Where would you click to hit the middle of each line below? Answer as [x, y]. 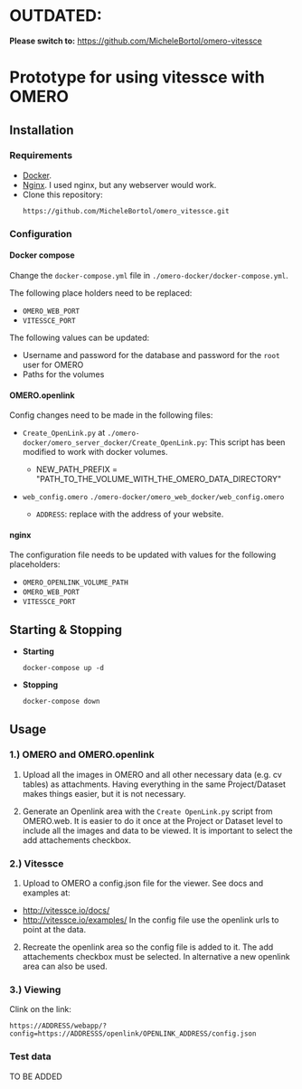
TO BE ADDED [36, 1076]
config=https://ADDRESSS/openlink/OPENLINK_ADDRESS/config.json [133, 1034]
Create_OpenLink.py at [64, 433]
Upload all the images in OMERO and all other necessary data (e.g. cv [152, 774]
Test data [30, 1056]
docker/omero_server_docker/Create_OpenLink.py [113, 443]
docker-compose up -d [63, 668]
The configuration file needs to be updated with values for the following [143, 555]
